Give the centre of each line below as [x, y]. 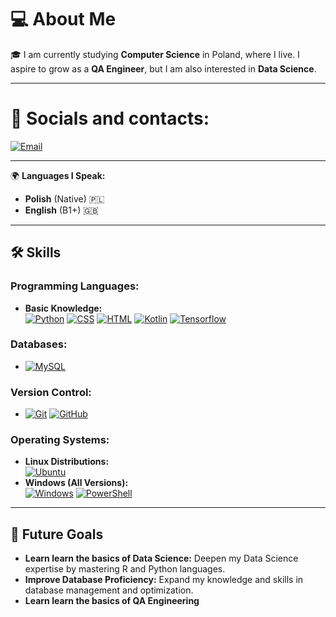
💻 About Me [63, 19]
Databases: [39, 344]
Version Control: [51, 392]
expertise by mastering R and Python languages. [125, 569]
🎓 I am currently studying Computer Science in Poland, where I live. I [155, 54]
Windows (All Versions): [76, 483]
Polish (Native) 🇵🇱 [64, 198]
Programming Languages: [75, 286]
